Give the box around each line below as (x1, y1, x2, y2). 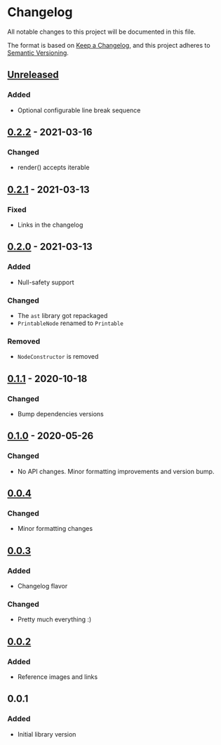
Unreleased (7, 69, 60, 81)
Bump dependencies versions (17, 409, 104, 418)
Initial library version (17, 730, 76, 738)
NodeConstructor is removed (17, 352, 99, 361)
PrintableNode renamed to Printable (17, 319, 124, 327)
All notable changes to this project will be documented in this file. (7, 27, 196, 36)
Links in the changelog (17, 220, 83, 229)
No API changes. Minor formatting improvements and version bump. (17, 467, 215, 475)
